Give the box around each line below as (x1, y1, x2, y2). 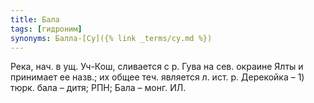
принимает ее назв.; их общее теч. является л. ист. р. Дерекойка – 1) (10, 71, 305, 83)
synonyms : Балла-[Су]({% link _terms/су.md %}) (10, 33, 213, 43)
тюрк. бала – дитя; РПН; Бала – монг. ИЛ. (10, 82, 187, 94)
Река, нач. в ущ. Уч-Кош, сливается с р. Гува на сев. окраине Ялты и (10, 61, 304, 73)
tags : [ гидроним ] (10, 24, 83, 34)
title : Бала (10, 14, 60, 25)
